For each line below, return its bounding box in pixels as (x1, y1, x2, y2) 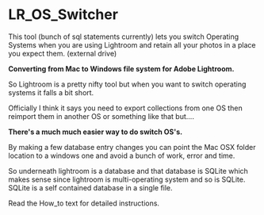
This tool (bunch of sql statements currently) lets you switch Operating (8, 32, 239, 41)
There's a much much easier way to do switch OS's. (8, 127, 183, 136)
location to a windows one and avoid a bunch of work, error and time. (8, 151, 235, 160)
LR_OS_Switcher (8, 6, 119, 24)
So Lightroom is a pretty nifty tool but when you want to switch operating (8, 79, 247, 89)
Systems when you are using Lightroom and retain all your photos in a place (8, 40, 256, 49)
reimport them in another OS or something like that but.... (8, 111, 194, 121)
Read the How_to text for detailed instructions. (8, 198, 160, 208)
